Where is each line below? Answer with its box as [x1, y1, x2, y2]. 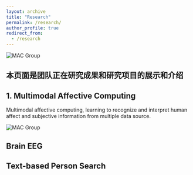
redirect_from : [6, 31, 43, 36]
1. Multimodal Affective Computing [6, 90, 136, 100]
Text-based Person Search [6, 161, 106, 171]
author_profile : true [6, 25, 59, 31]
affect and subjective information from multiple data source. [6, 113, 151, 120]
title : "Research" [6, 14, 51, 20]
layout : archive [6, 8, 46, 15]
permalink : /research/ [6, 19, 62, 25]
